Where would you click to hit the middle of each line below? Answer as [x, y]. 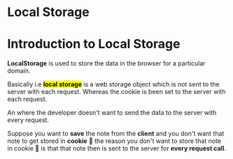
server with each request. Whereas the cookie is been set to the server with [116, 92]
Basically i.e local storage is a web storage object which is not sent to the [114, 84]
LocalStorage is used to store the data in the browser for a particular [106, 63]
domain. [19, 71]
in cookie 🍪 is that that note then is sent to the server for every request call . [116, 149]
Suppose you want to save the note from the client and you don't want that [116, 134]
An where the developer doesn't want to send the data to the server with [112, 113]
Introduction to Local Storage [94, 44]
